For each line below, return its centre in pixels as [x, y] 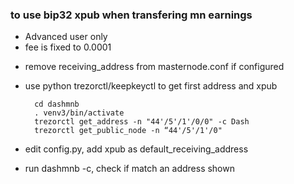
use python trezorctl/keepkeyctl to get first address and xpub [151, 86]
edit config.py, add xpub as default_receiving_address [136, 149]
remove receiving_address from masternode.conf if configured [154, 67]
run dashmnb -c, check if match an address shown [129, 169]
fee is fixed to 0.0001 [68, 47]
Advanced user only [66, 37]
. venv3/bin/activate [79, 113]
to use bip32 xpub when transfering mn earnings [131, 15]
